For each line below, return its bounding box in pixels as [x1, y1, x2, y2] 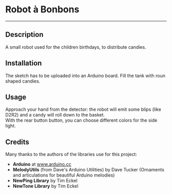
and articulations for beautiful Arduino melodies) [12, 172, 115, 178]
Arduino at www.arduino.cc [12, 161, 72, 167]
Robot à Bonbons [5, 4, 79, 15]
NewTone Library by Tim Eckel [12, 183, 78, 189]
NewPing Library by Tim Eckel [12, 178, 78, 184]
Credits [5, 138, 30, 146]
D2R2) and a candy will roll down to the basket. [5, 112, 105, 118]
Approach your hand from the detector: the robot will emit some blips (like [5, 106, 161, 112]
